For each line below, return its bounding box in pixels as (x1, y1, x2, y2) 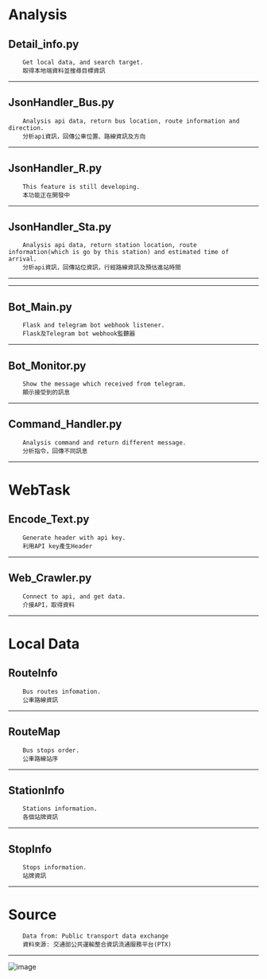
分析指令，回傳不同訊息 (22, 447, 88, 455)
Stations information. (22, 805, 98, 813)
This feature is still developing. (22, 182, 141, 190)
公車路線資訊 (22, 695, 58, 704)
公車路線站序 (22, 754, 58, 762)
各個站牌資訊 (22, 813, 58, 821)
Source (8, 906, 57, 924)
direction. (8, 123, 44, 132)
